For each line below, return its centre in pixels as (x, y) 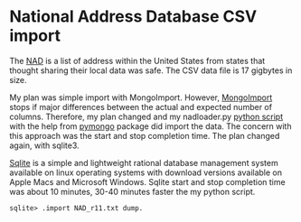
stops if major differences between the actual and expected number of (141, 106)
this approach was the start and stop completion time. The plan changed (145, 135)
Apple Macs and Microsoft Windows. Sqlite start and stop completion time (148, 181)
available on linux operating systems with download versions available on (146, 172)
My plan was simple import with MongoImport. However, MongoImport (141, 97)
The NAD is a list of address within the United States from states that (137, 60)
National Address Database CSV (133, 17)
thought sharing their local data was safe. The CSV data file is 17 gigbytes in (151, 70)
